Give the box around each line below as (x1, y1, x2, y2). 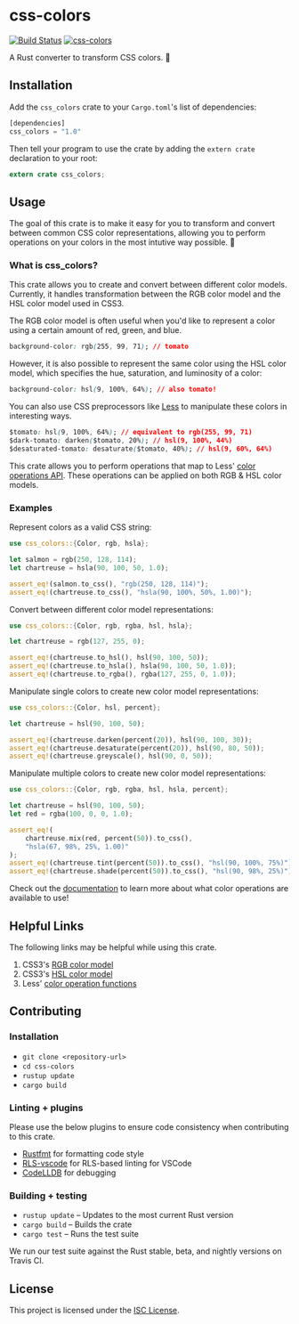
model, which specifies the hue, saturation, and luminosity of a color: (9, 368, 263, 378)
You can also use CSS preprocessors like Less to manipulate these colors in (9, 402, 287, 412)
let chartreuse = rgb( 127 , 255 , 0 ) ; (9, 638, 145, 646)
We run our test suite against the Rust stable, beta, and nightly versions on (9, 1246, 282, 1256)
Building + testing (9, 1190, 87, 1202)
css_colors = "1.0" (9, 126, 82, 136)
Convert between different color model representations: (9, 604, 214, 614)
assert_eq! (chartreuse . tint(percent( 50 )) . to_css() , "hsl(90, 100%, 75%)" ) (9, 858, 293, 868)
